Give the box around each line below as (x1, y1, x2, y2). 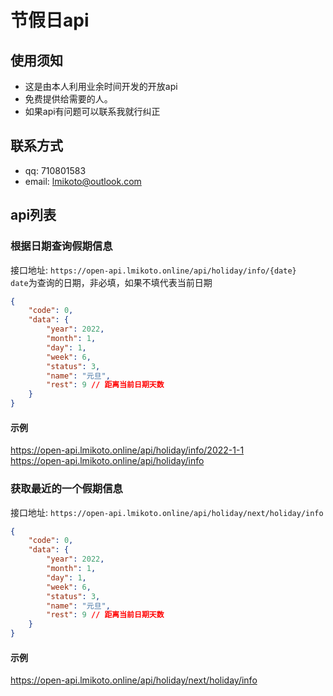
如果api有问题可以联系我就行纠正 (24, 106, 161, 117)
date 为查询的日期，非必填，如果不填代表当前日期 (10, 276, 213, 288)
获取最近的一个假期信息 (10, 482, 123, 496)
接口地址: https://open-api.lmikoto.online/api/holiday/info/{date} (10, 264, 297, 276)
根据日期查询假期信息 (10, 239, 113, 253)
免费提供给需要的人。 (24, 93, 113, 105)
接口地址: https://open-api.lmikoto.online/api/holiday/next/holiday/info (10, 506, 324, 518)
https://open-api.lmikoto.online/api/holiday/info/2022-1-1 (10, 444, 245, 456)
